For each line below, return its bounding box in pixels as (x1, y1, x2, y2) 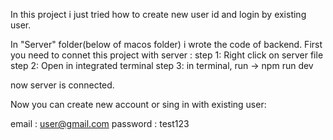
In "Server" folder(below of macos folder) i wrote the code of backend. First (10, 39, 323, 50)
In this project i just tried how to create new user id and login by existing (10, 9, 307, 20)
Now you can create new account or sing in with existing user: (10, 99, 267, 110)
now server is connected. (10, 79, 115, 91)
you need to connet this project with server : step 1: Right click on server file (10, 49, 324, 61)
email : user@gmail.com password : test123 (10, 118, 190, 129)
